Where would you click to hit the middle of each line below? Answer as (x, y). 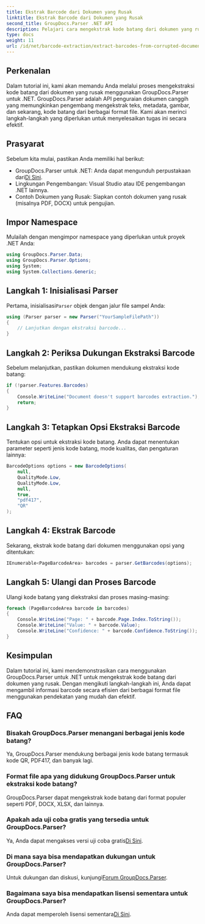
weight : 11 (20, 40)
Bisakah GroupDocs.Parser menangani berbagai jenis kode (95, 733)
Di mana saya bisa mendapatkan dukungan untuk (81, 856)
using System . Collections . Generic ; (52, 272)
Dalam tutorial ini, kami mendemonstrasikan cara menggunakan (86, 670)
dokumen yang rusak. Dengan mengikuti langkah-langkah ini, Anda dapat (99, 684)
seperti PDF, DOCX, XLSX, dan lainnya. (56, 804)
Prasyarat (25, 144)
